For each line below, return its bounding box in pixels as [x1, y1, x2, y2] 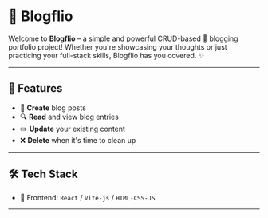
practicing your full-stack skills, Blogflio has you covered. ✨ [8, 50, 205, 60]
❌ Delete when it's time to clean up [19, 135, 136, 145]
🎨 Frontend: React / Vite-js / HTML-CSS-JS [19, 192, 156, 202]
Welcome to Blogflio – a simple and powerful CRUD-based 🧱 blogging [8, 34, 238, 43]
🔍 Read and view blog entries [19, 112, 120, 121]
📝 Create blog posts [19, 103, 86, 113]
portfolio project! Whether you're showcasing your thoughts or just [8, 42, 227, 51]
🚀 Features [8, 81, 63, 95]
